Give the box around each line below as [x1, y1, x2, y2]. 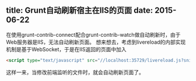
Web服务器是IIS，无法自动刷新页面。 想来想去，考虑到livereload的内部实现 [6, 38, 186, 45]
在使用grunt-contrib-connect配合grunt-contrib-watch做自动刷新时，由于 [6, 31, 181, 38]
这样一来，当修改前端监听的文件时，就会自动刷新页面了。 [6, 69, 144, 76]
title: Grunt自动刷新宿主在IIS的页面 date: [6, 5, 153, 16]
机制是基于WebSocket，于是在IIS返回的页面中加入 [6, 45, 127, 52]
